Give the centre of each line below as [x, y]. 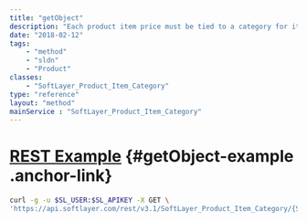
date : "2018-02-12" [47, 35]
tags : [20, 43]
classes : [26, 78]
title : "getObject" [47, 18]
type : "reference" [44, 94]
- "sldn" [42, 60]
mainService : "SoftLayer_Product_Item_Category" [106, 111]
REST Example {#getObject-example [152, 157]
